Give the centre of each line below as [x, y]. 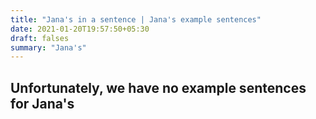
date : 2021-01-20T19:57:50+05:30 [80, 29]
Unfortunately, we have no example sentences [158, 87]
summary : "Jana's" [48, 47]
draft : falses [40, 38]
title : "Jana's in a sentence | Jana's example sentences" [136, 19]
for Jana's [42, 103]
